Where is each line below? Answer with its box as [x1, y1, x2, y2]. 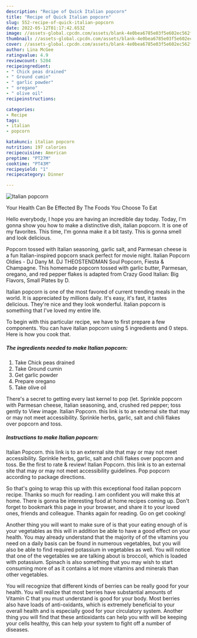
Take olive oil [14, 384, 47, 391]
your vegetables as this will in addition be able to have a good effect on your [6, 528, 191, 535]
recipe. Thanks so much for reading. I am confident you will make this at [6, 491, 181, 498]
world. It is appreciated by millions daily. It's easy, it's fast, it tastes [6, 295, 167, 302]
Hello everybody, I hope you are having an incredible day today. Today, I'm [6, 215, 186, 223]
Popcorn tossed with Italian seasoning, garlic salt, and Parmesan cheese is [6, 246, 187, 253]
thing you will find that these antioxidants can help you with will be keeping [6, 614, 187, 621]
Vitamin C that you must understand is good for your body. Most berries [6, 595, 180, 602]
